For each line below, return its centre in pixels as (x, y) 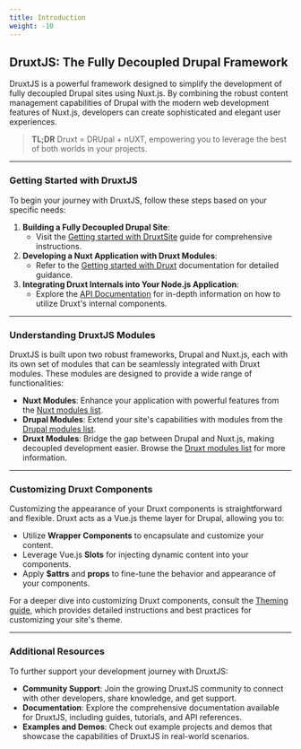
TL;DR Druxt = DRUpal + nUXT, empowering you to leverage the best (159, 139)
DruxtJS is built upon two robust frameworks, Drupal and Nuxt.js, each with (149, 354)
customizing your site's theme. (66, 620)
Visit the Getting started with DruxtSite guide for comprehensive (154, 236)
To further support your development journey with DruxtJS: (119, 671)
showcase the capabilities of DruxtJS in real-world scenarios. (136, 736)
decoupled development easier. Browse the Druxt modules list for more (154, 448)
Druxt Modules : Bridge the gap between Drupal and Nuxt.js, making (148, 438)
